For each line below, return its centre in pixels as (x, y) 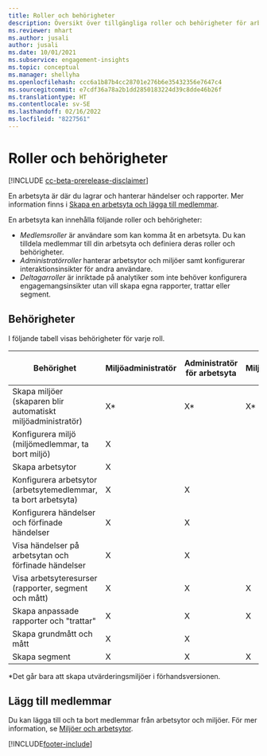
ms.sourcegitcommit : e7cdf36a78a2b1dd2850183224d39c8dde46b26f (115, 89)
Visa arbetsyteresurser (55, 578)
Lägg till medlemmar (60, 702)
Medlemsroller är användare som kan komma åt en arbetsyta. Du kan (133, 235)
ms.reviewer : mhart (41, 30)
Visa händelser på (46, 545)
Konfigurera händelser (54, 512)
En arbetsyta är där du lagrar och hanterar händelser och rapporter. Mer (126, 196)
